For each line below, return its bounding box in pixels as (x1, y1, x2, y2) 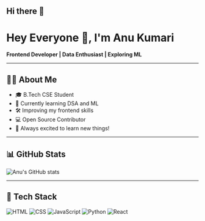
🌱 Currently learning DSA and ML (15, 100, 99, 107)
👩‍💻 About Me (6, 74, 57, 84)
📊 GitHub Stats (6, 149, 66, 159)
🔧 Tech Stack (6, 192, 57, 202)
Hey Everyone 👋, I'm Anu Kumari (6, 31, 174, 45)
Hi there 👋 (6, 6, 45, 17)
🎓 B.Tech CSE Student (15, 91, 74, 99)
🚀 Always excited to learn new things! (15, 125, 110, 132)
